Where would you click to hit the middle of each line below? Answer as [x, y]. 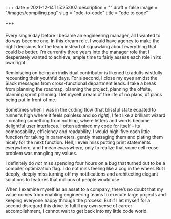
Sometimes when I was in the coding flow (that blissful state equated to [81, 109]
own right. [16, 62]
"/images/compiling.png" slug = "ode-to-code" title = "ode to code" [77, 13]
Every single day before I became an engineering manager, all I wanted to [83, 35]
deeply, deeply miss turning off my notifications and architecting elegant [82, 174]
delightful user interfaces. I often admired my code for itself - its [73, 126]
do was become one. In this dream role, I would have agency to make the [82, 41]
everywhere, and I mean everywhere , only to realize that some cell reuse [82, 147]
